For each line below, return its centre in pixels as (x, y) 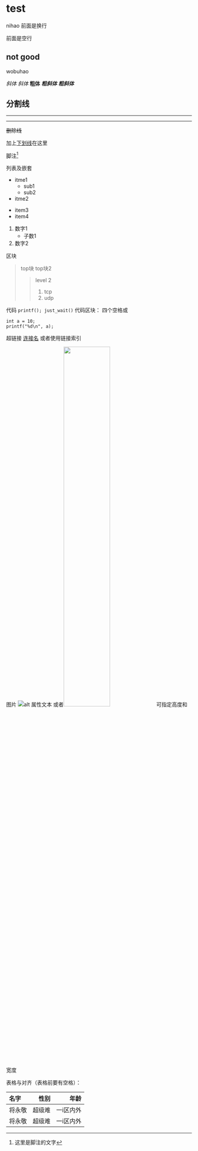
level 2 (43, 280)
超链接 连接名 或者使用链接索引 (44, 338)
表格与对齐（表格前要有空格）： (44, 1083)
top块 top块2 (36, 269)
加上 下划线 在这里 (27, 143)
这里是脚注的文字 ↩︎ (38, 1142)
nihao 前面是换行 (27, 25)
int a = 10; (21, 321)
